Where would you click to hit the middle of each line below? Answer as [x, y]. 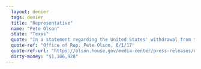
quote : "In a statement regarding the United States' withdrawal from [101, 40]
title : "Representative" [42, 23]
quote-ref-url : [30, 51]
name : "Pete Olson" [35, 28]
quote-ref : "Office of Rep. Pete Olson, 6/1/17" [73, 46]
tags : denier [27, 17]
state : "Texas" [30, 34]
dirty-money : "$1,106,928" [45, 56]
